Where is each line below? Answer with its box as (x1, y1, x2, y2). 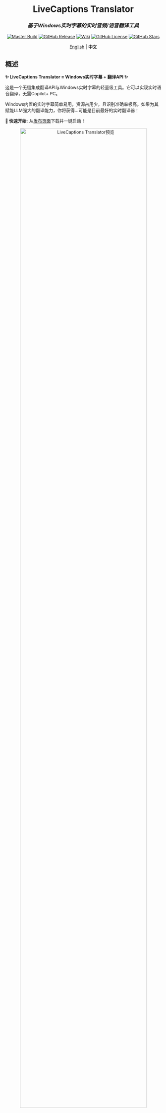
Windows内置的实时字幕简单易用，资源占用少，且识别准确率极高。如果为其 (5, 101, 159, 107)
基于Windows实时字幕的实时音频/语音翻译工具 (27, 22, 139, 29)
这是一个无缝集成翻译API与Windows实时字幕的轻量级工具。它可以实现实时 (5, 84, 157, 90)
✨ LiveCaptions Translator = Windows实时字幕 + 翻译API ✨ (5, 74, 128, 80)
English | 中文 (69, 44, 98, 50)
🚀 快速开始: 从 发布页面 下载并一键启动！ (5, 118, 86, 124)
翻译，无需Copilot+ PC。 (9, 91, 60, 97)
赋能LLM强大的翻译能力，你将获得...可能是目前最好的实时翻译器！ (5, 108, 140, 114)
